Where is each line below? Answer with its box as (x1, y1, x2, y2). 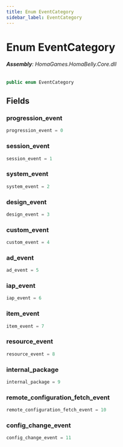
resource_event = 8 (6, 351, 55, 357)
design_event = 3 (6, 211, 50, 217)
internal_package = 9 (6, 379, 61, 385)
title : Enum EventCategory (6, 8, 74, 15)
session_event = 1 (6, 155, 52, 161)
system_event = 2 (6, 183, 50, 190)
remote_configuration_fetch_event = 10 (6, 407, 107, 413)
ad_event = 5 (6, 267, 39, 274)
